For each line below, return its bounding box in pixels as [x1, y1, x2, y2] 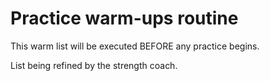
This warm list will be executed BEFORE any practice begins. [10, 40, 260, 52]
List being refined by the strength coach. [10, 59, 178, 71]
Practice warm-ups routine [10, 7, 239, 30]
